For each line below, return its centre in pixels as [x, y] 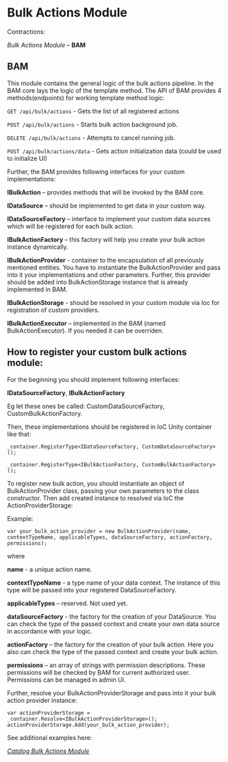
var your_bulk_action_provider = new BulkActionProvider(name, [99, 531]
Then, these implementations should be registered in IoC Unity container [110, 427]
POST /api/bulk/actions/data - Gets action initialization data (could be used [114, 151]
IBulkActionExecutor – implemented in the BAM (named [87, 323]
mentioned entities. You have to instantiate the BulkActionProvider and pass [114, 267]
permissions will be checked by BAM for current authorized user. [99, 672]
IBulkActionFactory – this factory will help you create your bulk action [106, 239]
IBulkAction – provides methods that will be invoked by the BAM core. [106, 192]
